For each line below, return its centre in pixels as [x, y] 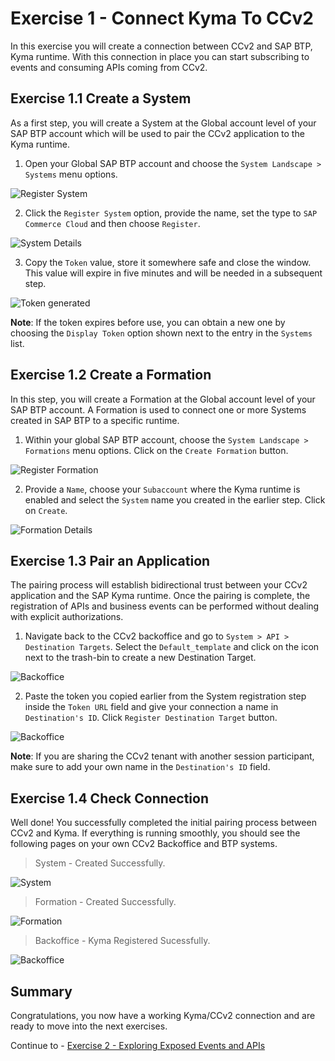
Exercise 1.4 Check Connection [109, 798]
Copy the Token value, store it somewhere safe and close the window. [168, 262]
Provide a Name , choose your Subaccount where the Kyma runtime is [162, 489]
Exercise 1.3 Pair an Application [110, 560]
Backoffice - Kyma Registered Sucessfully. [122, 941]
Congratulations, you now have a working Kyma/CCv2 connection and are [163, 1015]
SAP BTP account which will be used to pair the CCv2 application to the [157, 133]
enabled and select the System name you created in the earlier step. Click [175, 499]
